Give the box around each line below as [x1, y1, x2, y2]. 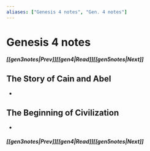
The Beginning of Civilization [6, 108, 119, 118]
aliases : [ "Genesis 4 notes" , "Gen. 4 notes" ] [6, 9, 127, 15]
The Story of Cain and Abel [6, 73, 111, 84]
